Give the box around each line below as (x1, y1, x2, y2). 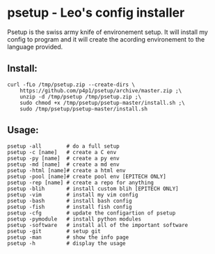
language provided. (7, 42, 63, 51)
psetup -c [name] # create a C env (7, 149, 117, 155)
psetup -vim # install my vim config (7, 191, 138, 198)
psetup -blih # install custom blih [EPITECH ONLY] (7, 185, 179, 192)
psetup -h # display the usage (7, 239, 127, 247)
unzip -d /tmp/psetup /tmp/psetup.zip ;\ (19, 93, 141, 100)
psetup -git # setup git (7, 228, 101, 235)
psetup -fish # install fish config (7, 203, 132, 210)
